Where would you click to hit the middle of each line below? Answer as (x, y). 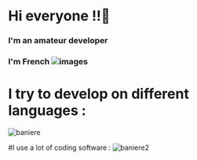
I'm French (29, 62)
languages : (47, 111)
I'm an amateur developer (58, 41)
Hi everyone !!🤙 (59, 16)
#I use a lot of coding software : (60, 147)
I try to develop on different (99, 94)
